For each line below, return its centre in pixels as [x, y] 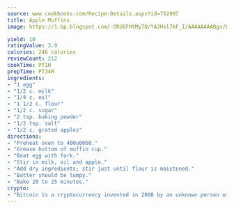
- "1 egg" [22, 84]
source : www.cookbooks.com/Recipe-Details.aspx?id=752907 [93, 14]
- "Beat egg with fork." [43, 156]
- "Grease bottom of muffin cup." [57, 149]
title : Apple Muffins [39, 20]
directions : [24, 137]
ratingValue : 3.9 [32, 46]
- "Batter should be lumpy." [49, 175]
